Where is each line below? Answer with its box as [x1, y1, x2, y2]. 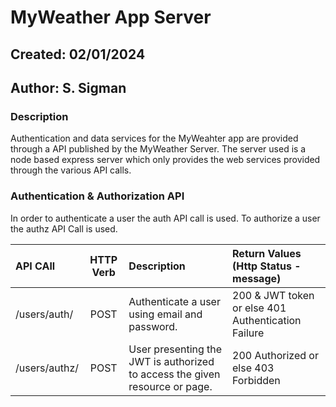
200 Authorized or [232, 348, 319, 362]
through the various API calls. [10, 164, 132, 176]
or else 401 [232, 301, 287, 315]
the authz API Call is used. [10, 222, 118, 235]
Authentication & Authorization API [10, 189, 185, 203]
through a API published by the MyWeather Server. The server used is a [10, 143, 307, 155]
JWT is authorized [128, 354, 215, 368]
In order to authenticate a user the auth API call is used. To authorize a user [10, 212, 321, 224]
